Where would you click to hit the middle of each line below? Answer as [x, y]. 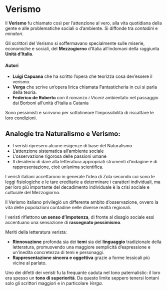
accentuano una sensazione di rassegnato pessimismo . [63, 222]
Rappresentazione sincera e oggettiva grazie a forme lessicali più [81, 258]
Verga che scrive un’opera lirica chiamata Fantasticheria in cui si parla [85, 87]
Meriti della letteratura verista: [36, 232]
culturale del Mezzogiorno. [33, 192]
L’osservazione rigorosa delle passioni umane [59, 156]
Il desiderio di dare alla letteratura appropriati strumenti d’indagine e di [85, 161]
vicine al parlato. [29, 263]
